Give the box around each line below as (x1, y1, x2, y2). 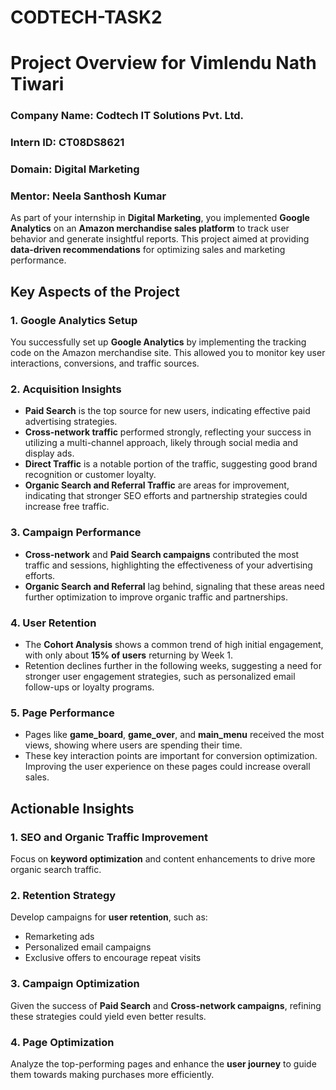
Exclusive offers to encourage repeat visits (24, 952, 202, 964)
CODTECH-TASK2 (10, 6, 163, 29)
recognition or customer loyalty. (24, 469, 157, 481)
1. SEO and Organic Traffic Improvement (10, 830, 208, 844)
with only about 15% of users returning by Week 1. (24, 649, 234, 661)
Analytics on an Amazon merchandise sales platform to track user (10, 222, 290, 235)
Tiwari (10, 73, 65, 96)
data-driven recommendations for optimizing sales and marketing (10, 244, 286, 256)
